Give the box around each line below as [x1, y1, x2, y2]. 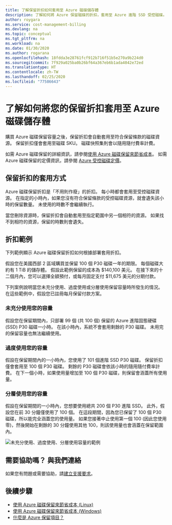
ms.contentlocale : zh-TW [5, 70, 59, 75]
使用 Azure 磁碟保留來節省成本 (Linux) [12, 501, 94, 508]
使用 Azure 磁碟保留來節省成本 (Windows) [12, 508, 102, 514]
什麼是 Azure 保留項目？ [12, 514, 64, 520]
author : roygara [5, 17, 40, 22]
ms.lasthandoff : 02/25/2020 [5, 74, 66, 80]
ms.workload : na [5, 41, 40, 46]
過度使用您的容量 [5, 344, 48, 352]
